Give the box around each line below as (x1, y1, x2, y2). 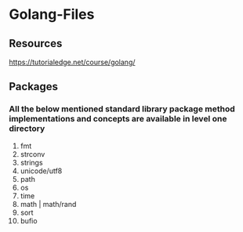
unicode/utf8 (20, 166, 63, 176)
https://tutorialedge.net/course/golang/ (9, 57, 136, 67)
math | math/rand (20, 199, 77, 208)
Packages (9, 80, 58, 93)
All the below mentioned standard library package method (9, 103, 236, 114)
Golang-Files (9, 5, 95, 24)
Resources (9, 37, 63, 50)
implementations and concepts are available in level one (9, 114, 227, 125)
